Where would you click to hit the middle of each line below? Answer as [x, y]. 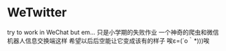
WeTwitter [37, 13]
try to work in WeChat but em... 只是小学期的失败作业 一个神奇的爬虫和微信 [113, 32]
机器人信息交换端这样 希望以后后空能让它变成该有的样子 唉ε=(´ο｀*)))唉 [109, 40]
